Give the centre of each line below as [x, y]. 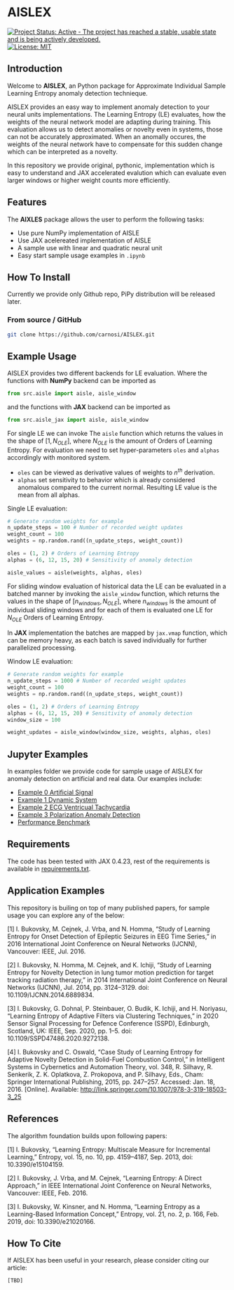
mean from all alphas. [49, 495]
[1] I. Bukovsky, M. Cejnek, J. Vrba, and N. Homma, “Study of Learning [109, 929]
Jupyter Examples [48, 754]
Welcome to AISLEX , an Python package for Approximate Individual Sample [117, 86]
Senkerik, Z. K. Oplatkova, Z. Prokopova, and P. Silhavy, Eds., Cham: [105, 1074]
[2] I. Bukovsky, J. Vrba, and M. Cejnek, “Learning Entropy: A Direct [104, 1178]
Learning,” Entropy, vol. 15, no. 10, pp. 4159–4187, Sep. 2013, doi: [100, 1156]
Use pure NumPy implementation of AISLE [78, 233]
